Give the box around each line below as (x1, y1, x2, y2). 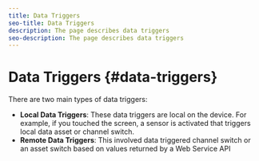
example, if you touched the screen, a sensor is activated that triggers (19, 119, 251, 128)
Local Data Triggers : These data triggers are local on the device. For (19, 110, 247, 120)
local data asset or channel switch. (19, 127, 134, 136)
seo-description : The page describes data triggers (8, 33, 184, 42)
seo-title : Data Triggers (8, 19, 94, 27)
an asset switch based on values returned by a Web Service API (19, 144, 231, 154)
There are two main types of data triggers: (8, 95, 148, 104)
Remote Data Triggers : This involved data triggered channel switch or (19, 135, 251, 145)
